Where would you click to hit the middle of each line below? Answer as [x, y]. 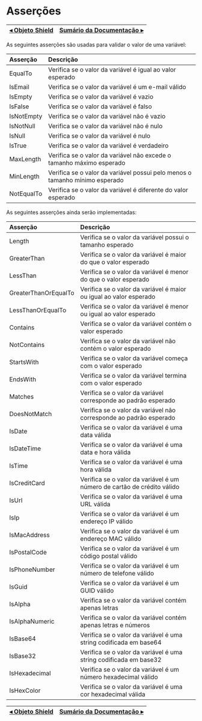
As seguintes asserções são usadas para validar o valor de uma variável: [96, 44]
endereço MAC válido [111, 538]
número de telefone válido [117, 573]
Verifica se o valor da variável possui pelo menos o [120, 173]
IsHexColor [25, 690]
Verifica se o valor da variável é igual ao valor [112, 69]
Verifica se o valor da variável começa [134, 358]
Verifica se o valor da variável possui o [135, 237]
